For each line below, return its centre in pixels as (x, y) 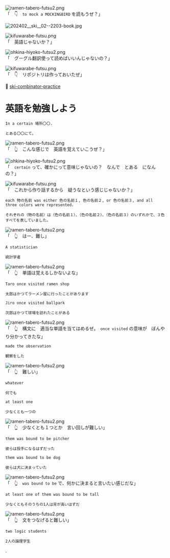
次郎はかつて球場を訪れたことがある (38, 313)
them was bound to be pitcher (38, 439)
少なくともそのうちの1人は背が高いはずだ (43, 504)
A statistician (21, 247)
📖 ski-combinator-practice (33, 86)
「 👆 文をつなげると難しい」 (39, 520)
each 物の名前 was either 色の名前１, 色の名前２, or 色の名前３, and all (79, 200)
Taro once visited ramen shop (38, 284)
